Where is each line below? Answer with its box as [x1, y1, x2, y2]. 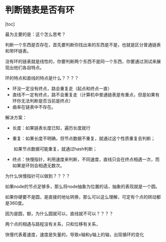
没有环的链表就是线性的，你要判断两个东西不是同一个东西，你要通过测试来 [5, 58, 157, 64]
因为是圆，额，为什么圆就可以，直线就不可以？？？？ [5, 210, 114, 216]
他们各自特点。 [13, 65, 44, 70]
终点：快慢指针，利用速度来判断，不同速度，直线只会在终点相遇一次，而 [12, 156, 160, 162]
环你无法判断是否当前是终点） [12, 98, 73, 104]
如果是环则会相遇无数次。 [12, 162, 65, 168]
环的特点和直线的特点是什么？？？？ [5, 75, 79, 81]
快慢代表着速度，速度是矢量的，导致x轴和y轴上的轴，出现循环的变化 [5, 231, 144, 237]
